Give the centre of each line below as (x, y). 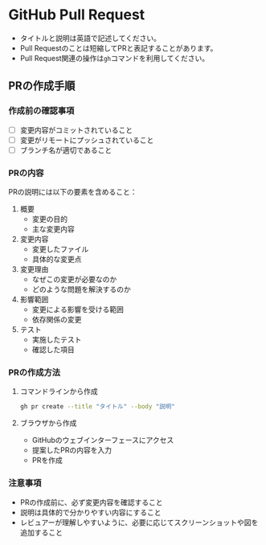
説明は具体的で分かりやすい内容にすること (90, 512)
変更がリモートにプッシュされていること (87, 140)
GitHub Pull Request (77, 15)
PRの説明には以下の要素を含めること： (73, 192)
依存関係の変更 (57, 320)
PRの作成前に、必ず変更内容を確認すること (91, 502)
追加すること (41, 532)
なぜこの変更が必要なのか (74, 280)
